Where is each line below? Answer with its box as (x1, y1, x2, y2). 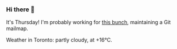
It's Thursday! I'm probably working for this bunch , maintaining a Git (6, 19, 171, 26)
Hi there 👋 (6, 5, 35, 14)
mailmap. (6, 25, 28, 32)
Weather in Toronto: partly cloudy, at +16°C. (6, 37, 113, 44)
